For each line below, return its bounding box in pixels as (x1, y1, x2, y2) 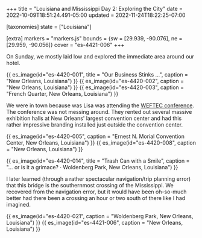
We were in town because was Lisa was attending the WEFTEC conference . (6, 102, 195, 109)
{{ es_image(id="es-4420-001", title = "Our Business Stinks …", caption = (6, 71, 189, 78)
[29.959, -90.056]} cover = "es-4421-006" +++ (6, 42, 125, 48)
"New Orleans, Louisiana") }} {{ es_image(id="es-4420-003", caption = (6, 84, 185, 91)
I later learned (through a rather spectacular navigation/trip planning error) (6, 175, 191, 183)
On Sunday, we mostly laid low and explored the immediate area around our (6, 53, 195, 60)
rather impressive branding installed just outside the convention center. (6, 121, 183, 128)
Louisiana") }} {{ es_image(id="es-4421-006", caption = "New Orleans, (6, 219, 183, 226)
